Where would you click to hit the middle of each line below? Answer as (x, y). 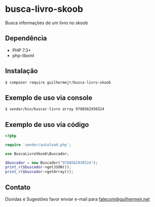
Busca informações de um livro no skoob (46, 23)
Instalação (22, 71)
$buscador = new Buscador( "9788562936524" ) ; (51, 163)
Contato (18, 187)
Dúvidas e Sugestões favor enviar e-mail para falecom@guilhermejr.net (77, 199)
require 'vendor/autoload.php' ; (38, 145)
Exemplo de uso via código (47, 124)
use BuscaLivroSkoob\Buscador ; (37, 154)
